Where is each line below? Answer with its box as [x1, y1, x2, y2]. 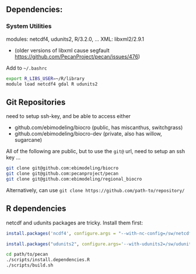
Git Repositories [6, 97, 66, 107]
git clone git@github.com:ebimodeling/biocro [6, 165, 118, 171]
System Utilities [6, 22, 52, 30]
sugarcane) [14, 137, 43, 144]
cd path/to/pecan [6, 251, 48, 258]
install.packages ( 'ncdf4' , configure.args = [6, 230, 116, 236]
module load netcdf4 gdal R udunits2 [6, 81, 98, 87]
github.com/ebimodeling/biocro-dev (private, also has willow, [14, 130, 162, 137]
